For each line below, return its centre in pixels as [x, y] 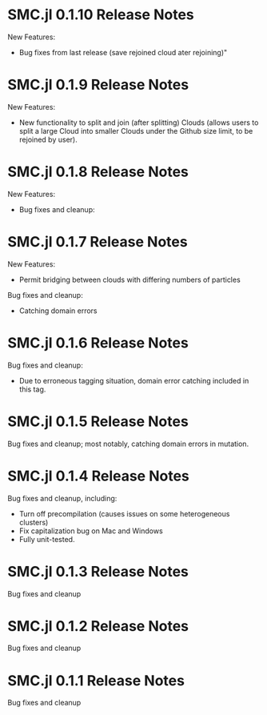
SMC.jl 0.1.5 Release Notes [98, 421]
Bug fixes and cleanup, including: [62, 498]
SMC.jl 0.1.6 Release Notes [98, 343]
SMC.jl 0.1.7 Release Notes [98, 242]
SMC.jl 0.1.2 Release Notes [98, 626]
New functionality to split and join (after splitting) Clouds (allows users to [139, 123]
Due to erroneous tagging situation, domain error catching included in [134, 380]
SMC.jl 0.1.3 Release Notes [98, 571]
